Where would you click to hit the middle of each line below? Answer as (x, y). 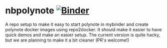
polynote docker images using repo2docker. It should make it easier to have (83, 29)
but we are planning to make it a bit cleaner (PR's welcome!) (67, 40)
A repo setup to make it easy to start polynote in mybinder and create (77, 24)
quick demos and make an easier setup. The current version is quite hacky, (83, 35)
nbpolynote (30, 11)
